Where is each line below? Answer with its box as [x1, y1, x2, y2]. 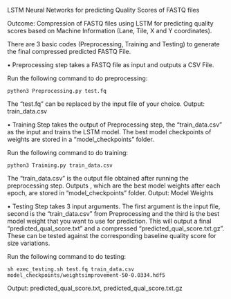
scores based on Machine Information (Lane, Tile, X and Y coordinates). [7, 27, 212, 35]
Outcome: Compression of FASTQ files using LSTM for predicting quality [7, 19, 214, 27]
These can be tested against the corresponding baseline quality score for [7, 232, 216, 239]
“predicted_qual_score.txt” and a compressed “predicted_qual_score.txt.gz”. [7, 224, 225, 233]
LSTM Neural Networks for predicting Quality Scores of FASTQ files [7, 6, 200, 14]
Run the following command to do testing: [7, 253, 127, 260]
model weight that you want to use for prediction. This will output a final [7, 217, 212, 225]
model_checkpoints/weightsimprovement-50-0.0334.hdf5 [7, 272, 166, 279]
